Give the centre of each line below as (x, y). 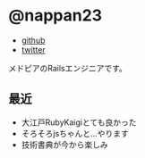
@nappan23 (55, 16)
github (33, 40)
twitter (33, 49)
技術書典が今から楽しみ (64, 145)
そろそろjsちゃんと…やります (75, 133)
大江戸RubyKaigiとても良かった (79, 122)
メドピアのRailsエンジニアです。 (68, 68)
